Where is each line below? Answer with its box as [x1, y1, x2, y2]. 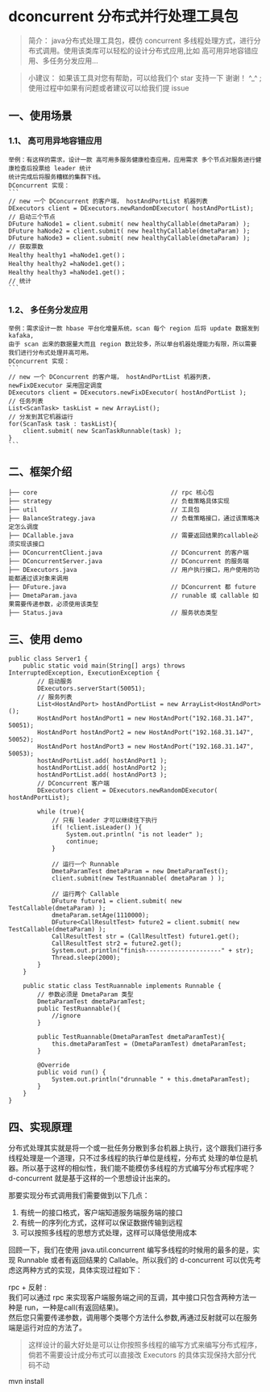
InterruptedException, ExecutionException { [8, 668, 160, 677]
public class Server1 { [8, 654, 89, 662]
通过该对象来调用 [19, 574, 69, 582]
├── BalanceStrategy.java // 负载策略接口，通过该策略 [8, 514, 254, 522]
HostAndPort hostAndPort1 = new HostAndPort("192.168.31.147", [37, 714, 254, 722]
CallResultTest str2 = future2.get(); [51, 939, 182, 948]
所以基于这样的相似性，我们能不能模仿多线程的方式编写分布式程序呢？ [22, 1163, 255, 1173]
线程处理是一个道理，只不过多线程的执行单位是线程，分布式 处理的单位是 [8, 1153, 251, 1163]
